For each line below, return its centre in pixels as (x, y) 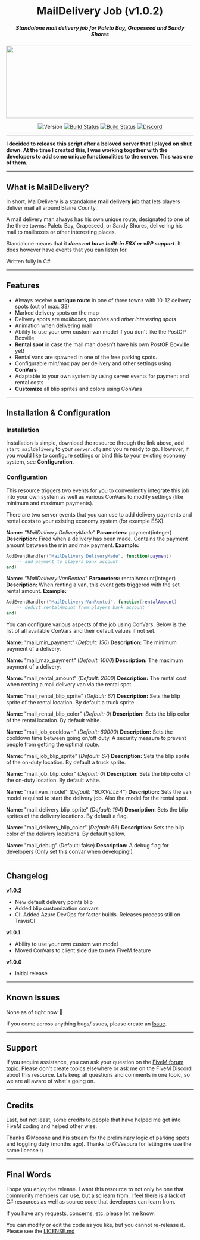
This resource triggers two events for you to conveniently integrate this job (98, 490)
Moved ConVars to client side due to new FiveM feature (83, 950)
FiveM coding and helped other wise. (51, 1126)
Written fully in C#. (29, 261)
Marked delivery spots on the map (57, 313)
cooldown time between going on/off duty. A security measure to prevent (96, 738)
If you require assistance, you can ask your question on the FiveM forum (95, 1062)
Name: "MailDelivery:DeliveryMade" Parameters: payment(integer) (89, 532)
